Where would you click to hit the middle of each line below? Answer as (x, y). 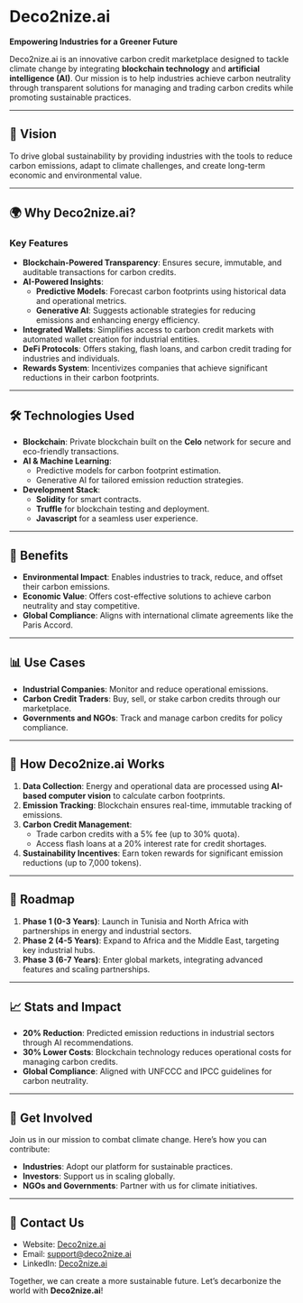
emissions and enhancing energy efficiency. (118, 320)
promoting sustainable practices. (70, 97)
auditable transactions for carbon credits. (99, 272)
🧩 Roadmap (42, 899)
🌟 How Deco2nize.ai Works (87, 764)
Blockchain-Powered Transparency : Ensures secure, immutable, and (152, 262)
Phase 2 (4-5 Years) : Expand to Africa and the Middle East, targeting (151, 941)
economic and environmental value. (76, 175)
